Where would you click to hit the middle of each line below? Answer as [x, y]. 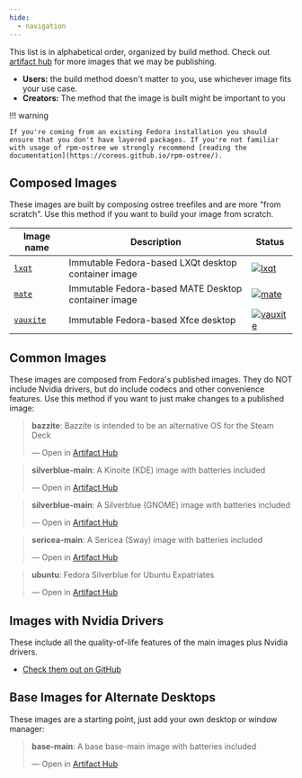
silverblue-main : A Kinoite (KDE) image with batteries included [148, 470]
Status [270, 242]
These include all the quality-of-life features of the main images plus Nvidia [149, 642]
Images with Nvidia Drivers [87, 621]
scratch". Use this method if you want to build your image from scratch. [142, 214]
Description [155, 242]
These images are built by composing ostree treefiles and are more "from [145, 204]
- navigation [42, 26]
